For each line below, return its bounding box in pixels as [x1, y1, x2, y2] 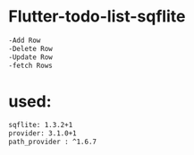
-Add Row [8, 36, 41, 45]
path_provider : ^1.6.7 [8, 137, 97, 147]
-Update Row [8, 52, 53, 62]
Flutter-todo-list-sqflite [8, 6, 186, 27]
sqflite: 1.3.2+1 [8, 121, 73, 130]
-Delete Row [8, 44, 53, 53]
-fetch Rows [8, 61, 53, 70]
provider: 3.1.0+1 [8, 129, 77, 138]
